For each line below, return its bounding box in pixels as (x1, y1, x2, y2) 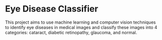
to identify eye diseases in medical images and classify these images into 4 (5, 24, 158, 30)
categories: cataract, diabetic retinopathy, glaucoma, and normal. (5, 29, 137, 35)
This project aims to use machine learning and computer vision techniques (5, 19, 156, 25)
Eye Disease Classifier (5, 3, 98, 14)
